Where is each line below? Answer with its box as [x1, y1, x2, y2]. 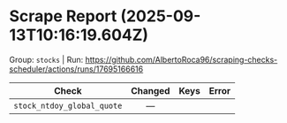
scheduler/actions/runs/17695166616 [9, 64, 144, 74]
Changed [131, 84, 170, 96]
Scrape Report [9, 6, 117, 27]
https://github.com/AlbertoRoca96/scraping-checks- [85, 54, 278, 65]
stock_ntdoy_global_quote [13, 100, 123, 111]
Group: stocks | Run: [9, 54, 84, 65]
